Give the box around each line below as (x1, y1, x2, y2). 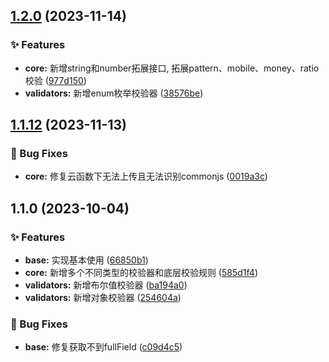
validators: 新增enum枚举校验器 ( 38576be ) (24, 87, 204, 99)
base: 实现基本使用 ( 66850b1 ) (24, 254, 149, 266)
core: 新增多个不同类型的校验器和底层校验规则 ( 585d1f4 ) (24, 267, 258, 279)
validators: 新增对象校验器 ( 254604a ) (24, 292, 182, 304)
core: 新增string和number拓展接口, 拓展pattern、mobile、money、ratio (24, 62, 320, 74)
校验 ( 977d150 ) (24, 74, 87, 86)
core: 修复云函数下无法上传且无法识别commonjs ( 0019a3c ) (24, 170, 268, 183)
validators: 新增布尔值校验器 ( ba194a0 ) (24, 279, 188, 291)
